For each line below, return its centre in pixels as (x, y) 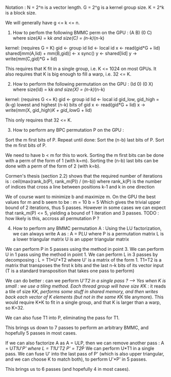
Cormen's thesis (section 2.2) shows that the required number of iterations (84, 176)
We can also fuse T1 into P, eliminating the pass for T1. (63, 318)
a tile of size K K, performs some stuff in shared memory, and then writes (82, 291)
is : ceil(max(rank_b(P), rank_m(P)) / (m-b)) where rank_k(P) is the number (83, 181)
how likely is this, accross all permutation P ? (52, 218)
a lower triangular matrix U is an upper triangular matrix (71, 239)
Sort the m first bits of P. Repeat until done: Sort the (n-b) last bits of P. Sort (85, 140)
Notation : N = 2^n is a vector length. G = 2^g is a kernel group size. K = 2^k (85, 7)
